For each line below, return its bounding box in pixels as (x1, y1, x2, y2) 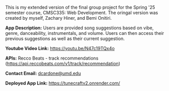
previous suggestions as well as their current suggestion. (5, 35, 125, 41)
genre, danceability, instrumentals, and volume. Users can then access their (5, 30, 164, 36)
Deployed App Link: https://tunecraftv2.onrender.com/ (5, 80, 120, 86)
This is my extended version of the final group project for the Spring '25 (5, 5, 155, 10)
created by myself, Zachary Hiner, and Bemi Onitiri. (5, 15, 112, 21)
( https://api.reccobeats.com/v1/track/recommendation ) (5, 61, 121, 66)
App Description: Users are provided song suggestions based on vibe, (5, 25, 154, 31)
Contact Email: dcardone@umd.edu (5, 70, 81, 76)
